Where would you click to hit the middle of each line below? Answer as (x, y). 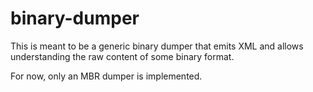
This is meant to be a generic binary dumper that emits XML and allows (157, 46)
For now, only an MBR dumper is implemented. (106, 76)
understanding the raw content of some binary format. (122, 56)
